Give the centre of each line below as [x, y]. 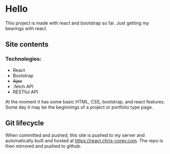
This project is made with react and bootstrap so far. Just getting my [77, 23]
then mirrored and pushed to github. [43, 146]
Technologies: [23, 59]
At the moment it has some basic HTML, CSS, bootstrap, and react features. [85, 101]
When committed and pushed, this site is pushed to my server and [75, 135]
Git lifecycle [25, 123]
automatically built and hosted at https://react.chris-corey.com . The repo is [84, 141]
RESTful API [25, 92]
